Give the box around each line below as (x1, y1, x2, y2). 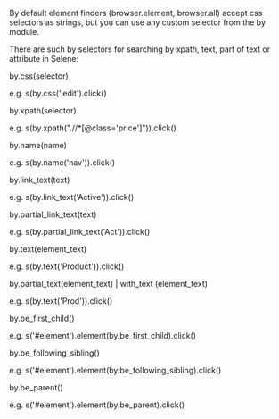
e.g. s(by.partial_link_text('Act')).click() (9, 227, 151, 237)
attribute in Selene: (9, 54, 78, 63)
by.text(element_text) (9, 244, 87, 254)
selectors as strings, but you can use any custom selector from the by (9, 17, 266, 28)
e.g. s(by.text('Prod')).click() (9, 296, 113, 306)
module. (9, 27, 40, 37)
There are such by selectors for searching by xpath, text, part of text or (9, 44, 270, 54)
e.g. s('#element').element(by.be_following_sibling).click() (9, 365, 222, 375)
